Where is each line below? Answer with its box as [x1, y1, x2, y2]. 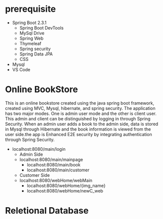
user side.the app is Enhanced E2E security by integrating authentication [5, 131, 152, 137]
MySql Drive [19, 30, 45, 36]
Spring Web [19, 35, 44, 41]
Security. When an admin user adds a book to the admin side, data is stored [5, 121, 159, 127]
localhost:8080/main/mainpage [19, 156, 83, 163]
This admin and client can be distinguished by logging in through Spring [5, 115, 151, 121]
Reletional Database [5, 205, 89, 217]
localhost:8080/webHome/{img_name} [27, 183, 106, 189]
